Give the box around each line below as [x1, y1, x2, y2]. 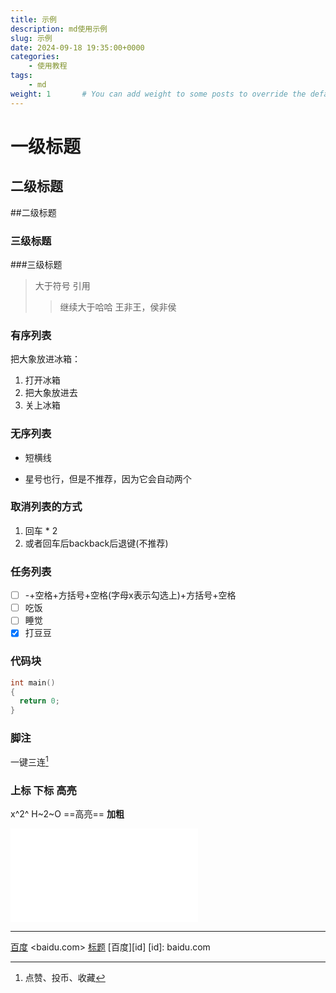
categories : [10, 52, 60, 62]
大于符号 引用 [34, 279, 91, 291]
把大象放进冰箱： [10, 353, 81, 365]
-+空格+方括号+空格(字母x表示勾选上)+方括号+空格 [24, 589, 237, 601]
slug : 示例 [10, 33, 53, 43]
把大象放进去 [24, 387, 78, 399]
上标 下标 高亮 [10, 784, 77, 798]
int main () [10, 677, 56, 688]
